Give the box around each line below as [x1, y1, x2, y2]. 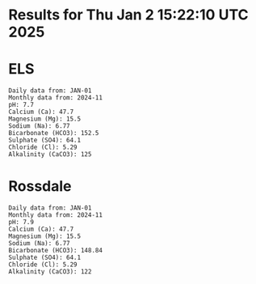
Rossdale [8, 177, 72, 196]
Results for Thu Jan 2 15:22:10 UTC [8, 6, 249, 24]
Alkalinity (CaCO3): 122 [8, 268, 92, 276]
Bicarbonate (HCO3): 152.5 [8, 129, 99, 138]
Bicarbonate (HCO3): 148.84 [8, 247, 103, 255]
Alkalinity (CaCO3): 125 [8, 150, 92, 159]
